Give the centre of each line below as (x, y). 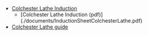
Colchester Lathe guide (40, 27)
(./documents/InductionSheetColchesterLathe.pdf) (81, 21)
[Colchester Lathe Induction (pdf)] (62, 15)
